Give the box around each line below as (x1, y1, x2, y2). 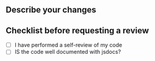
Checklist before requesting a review (5, 25, 150, 36)
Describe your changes (5, 5, 96, 15)
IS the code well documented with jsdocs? (14, 48, 121, 56)
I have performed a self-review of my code (14, 42, 123, 49)
